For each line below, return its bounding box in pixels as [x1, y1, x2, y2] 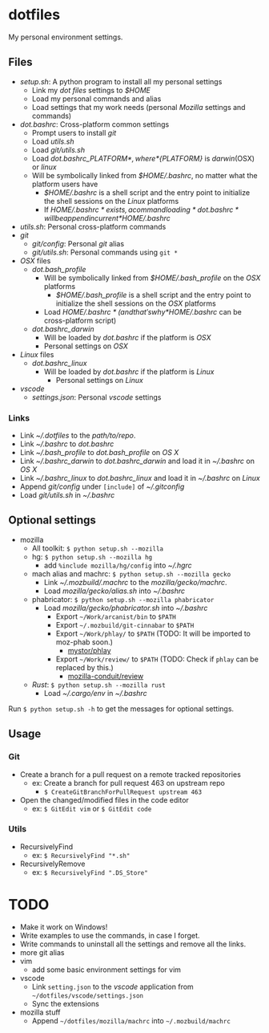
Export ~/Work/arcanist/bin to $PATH [55, 612, 176, 621]
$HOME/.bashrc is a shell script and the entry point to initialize [43, 187, 251, 197]
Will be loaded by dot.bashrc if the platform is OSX [43, 332, 211, 342]
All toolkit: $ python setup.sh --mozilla [31, 543, 164, 553]
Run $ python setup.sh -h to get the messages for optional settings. [8, 704, 235, 714]
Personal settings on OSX [43, 341, 128, 351]
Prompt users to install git [31, 128, 117, 137]
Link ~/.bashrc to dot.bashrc [19, 439, 114, 449]
